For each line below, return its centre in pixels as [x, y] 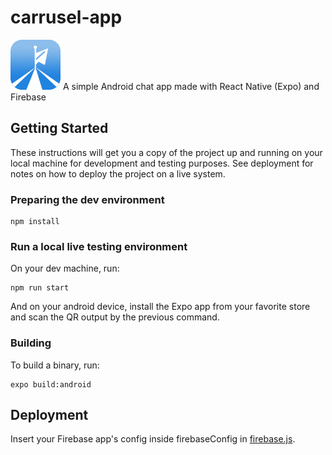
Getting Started [59, 128]
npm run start [40, 288]
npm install [35, 222]
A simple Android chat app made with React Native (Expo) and [191, 86]
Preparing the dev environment [87, 199]
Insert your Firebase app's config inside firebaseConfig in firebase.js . [153, 439]
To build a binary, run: [55, 365]
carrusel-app [66, 17]
